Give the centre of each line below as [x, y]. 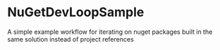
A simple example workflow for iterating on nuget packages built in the [110, 32]
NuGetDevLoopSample [76, 12]
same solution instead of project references [71, 39]
